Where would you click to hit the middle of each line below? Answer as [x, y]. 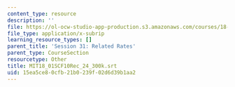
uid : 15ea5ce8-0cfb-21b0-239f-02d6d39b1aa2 [72, 72]
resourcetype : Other [37, 60]
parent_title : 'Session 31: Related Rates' [72, 46]
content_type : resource [42, 14]
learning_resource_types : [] [50, 40]
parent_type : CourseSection [48, 53]
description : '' [31, 20]
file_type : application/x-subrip [56, 33]
